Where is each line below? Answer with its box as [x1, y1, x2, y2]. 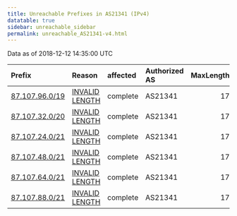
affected [107, 71, 137, 80]
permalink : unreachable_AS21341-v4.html [7, 30, 128, 37]
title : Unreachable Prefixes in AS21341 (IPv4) [7, 10, 150, 18]
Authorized [145, 66, 184, 76]
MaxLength [190, 71, 230, 80]
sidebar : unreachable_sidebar [7, 23, 97, 30]
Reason [71, 71, 98, 80]
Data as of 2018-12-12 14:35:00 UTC [7, 49, 113, 58]
